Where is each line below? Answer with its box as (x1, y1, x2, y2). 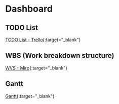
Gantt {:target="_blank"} (5, 93, 55, 99)
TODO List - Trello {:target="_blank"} (5, 37, 81, 43)
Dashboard (5, 3, 53, 15)
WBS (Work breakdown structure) (5, 51, 114, 60)
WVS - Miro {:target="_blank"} (5, 64, 68, 71)
